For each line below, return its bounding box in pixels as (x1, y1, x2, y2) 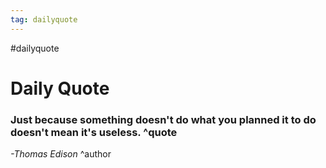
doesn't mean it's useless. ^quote (10, 125, 178, 139)
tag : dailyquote (10, 14, 78, 25)
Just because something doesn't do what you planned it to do (10, 112, 317, 126)
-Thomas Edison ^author (10, 148, 112, 160)
